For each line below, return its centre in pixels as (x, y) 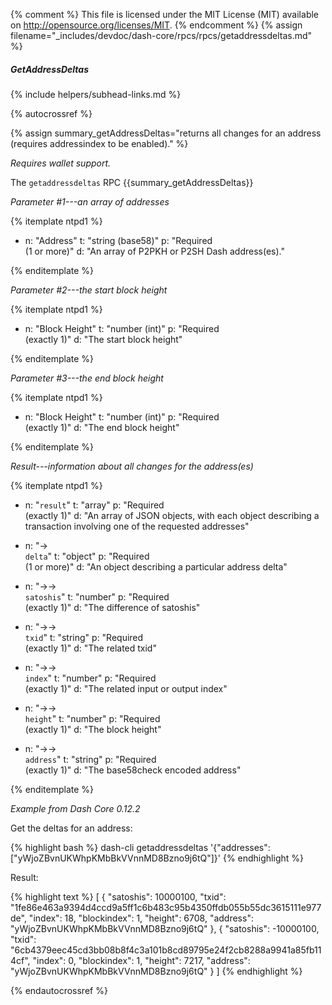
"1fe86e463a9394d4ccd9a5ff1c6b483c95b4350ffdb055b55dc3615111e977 (166, 907)
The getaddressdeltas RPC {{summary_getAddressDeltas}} (132, 182)
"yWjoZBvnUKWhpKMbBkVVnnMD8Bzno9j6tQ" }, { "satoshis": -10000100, (165, 928)
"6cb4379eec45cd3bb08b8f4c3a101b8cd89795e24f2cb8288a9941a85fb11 (166, 950)
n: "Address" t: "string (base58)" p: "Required (118, 240)
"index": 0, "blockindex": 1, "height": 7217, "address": (141, 960)
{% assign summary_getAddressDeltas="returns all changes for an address (166, 133)
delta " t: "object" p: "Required (87, 556)
